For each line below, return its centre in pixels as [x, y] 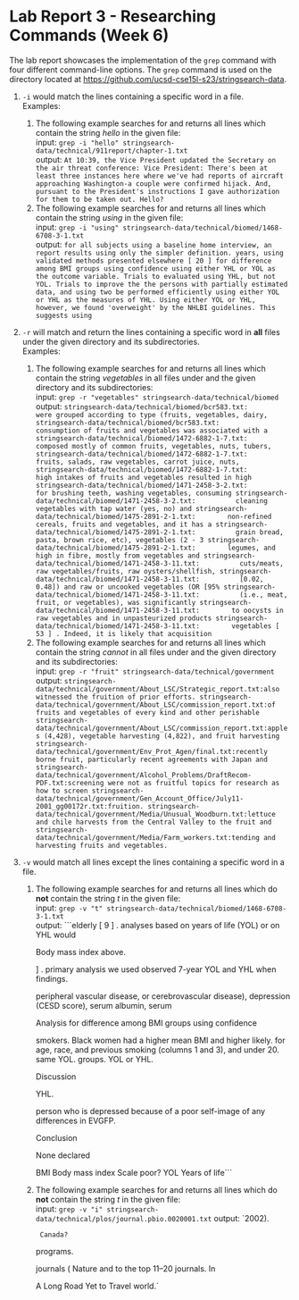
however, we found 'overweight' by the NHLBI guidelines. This [156, 307]
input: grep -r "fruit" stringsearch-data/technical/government [155, 671]
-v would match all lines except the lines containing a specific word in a [154, 862]
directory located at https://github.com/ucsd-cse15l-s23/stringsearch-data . [148, 79]
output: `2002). [241, 1218]
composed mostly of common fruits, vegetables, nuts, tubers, [154, 446]
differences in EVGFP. [75, 1120]
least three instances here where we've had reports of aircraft [159, 176]
